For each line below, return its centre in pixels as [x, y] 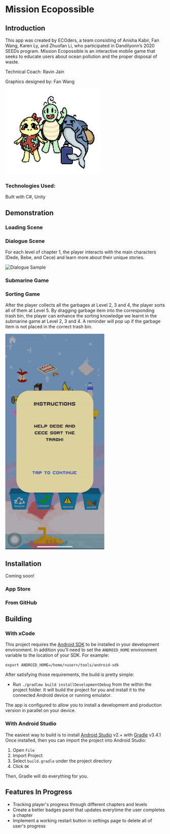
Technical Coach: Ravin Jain [35, 72]
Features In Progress [39, 792]
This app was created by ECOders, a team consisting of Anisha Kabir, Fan [82, 40]
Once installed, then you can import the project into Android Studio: [76, 740]
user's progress [29, 826]
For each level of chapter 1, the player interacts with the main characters [81, 252]
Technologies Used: [30, 185]
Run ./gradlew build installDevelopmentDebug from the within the [82, 685]
